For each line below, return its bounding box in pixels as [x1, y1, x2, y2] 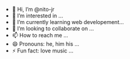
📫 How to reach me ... [11, 32, 68, 39]
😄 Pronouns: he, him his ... [11, 40, 80, 48]
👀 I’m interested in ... [11, 12, 63, 19]
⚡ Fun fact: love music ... [11, 47, 74, 54]
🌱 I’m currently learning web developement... [11, 19, 124, 25]
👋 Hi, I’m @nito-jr [11, 6, 55, 13]
